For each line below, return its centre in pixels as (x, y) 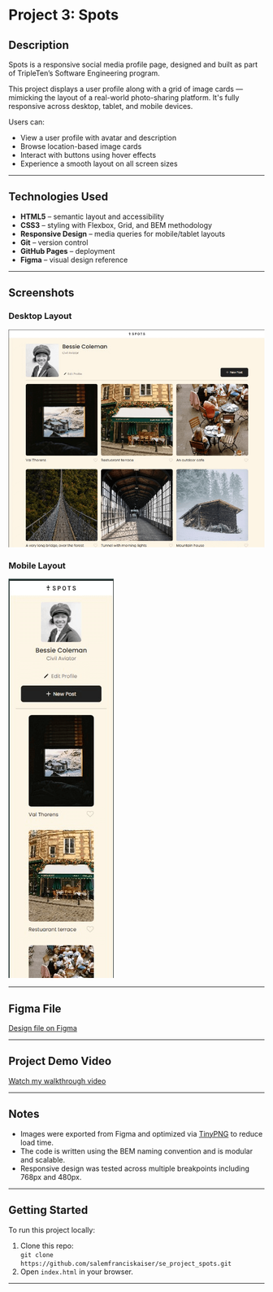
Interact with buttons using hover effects (88, 155)
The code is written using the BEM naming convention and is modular (136, 1151)
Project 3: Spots (64, 15)
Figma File (35, 1008)
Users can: (26, 122)
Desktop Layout (40, 316)
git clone (37, 1255)
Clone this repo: (47, 1246)
